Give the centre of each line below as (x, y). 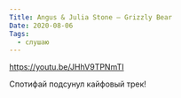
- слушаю (33, 42)
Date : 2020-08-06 (41, 26)
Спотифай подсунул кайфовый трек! (78, 84)
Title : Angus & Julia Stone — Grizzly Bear (91, 17)
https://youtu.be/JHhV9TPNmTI (67, 67)
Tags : (19, 34)
